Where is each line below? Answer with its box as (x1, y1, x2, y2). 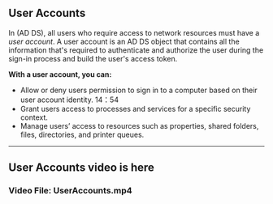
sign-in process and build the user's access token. (8, 53, 178, 63)
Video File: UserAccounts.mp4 (8, 185, 132, 197)
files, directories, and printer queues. (19, 130, 145, 139)
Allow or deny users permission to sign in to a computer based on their (19, 85, 258, 95)
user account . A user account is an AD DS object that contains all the (8, 36, 240, 46)
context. (19, 113, 49, 122)
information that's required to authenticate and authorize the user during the (8, 45, 264, 55)
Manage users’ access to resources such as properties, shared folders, (19, 121, 259, 130)
